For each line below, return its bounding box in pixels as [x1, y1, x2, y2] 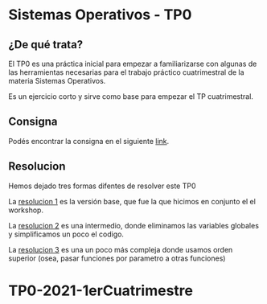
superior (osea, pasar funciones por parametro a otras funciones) [8, 253, 226, 263]
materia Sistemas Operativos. [8, 76, 106, 85]
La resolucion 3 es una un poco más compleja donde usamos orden [8, 244, 233, 254]
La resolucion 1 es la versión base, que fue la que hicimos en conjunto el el [8, 196, 256, 206]
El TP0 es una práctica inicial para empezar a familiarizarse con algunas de [8, 59, 257, 68]
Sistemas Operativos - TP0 [8, 6, 192, 24]
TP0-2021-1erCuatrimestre [8, 281, 194, 299]
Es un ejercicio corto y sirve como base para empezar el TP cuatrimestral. [8, 92, 253, 101]
